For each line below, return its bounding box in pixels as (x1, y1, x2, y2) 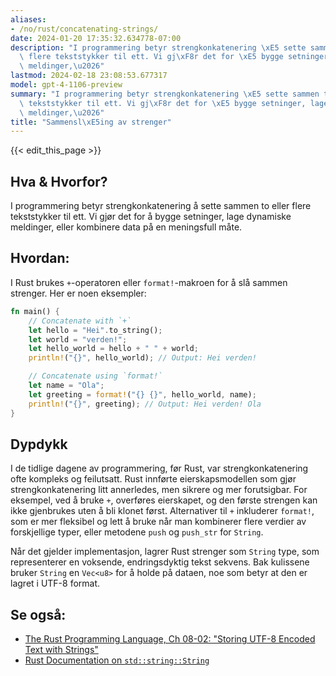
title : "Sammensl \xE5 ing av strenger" (10, 117, 172, 127)
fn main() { (10, 306, 60, 316)
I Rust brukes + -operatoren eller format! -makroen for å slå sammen (10, 276, 288, 288)
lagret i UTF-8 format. (10, 577, 101, 590)
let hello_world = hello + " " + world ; (28, 344, 199, 354)
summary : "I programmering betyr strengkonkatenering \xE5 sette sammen (10, 89, 320, 99)
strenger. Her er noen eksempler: (10, 287, 147, 299)
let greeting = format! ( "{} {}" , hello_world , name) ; (28, 389, 257, 400)
